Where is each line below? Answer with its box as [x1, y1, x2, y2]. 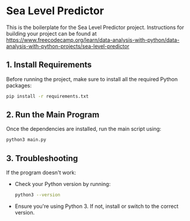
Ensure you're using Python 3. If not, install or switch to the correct [14, 203, 179, 210]
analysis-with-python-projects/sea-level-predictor [6, 43, 129, 50]
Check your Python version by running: [14, 181, 111, 188]
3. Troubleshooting [6, 153, 78, 164]
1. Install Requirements [6, 60, 92, 70]
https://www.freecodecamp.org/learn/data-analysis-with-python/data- [6, 36, 180, 43]
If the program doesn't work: [6, 169, 77, 176]
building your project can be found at [6, 30, 97, 37]
